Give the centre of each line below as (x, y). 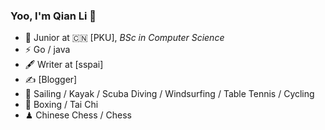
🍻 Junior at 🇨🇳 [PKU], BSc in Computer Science (124, 38)
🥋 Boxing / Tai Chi (61, 105)
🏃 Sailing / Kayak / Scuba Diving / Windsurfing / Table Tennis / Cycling (169, 94)
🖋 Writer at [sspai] (64, 65)
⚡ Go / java (47, 50)
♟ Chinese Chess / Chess (78, 115)
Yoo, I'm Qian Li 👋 (53, 16)
